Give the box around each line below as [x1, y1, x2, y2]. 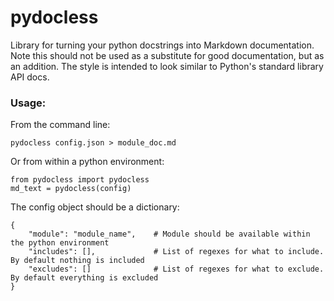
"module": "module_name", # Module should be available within [28, 229, 311, 240]
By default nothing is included [10, 256, 145, 266]
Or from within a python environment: [10, 156, 165, 168]
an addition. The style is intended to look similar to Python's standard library [10, 60, 324, 72]
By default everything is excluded [10, 273, 159, 283]
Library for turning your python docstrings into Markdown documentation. [10, 39, 315, 51]
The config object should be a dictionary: [10, 201, 180, 213]
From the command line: [10, 119, 111, 131]
